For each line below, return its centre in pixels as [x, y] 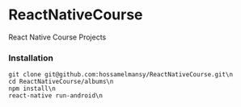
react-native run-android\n [56, 96]
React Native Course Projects [57, 37]
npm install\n [32, 89]
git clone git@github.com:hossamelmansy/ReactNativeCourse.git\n [120, 75]
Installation [31, 58]
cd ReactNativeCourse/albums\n [61, 82]
